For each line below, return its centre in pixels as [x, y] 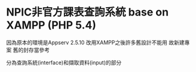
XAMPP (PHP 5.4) [51, 25]
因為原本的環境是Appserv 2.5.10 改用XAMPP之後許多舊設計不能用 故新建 [95, 42]
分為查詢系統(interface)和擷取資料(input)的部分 [64, 62]
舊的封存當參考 [31, 50]
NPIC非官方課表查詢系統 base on [88, 12]
